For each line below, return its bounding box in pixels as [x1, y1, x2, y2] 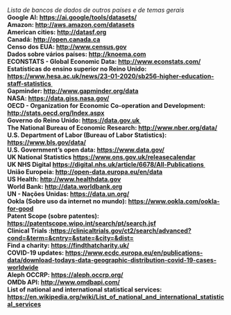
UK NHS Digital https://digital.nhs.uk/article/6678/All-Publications [7, 161, 205, 168]
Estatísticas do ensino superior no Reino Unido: [7, 65, 147, 73]
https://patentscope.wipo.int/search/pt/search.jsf [7, 219, 156, 227]
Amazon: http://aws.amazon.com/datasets [7, 21, 135, 28]
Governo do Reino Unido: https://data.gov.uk [7, 116, 140, 124]
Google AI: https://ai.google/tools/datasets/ [7, 13, 137, 21]
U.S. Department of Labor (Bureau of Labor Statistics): [7, 131, 167, 139]
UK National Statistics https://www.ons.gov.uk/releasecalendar [7, 153, 196, 161]
